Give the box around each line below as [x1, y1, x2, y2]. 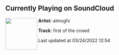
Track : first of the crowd [38, 28, 89, 34]
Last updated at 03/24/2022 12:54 [38, 37, 111, 43]
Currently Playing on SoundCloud [5, 4, 114, 13]
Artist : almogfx [38, 17, 70, 23]
